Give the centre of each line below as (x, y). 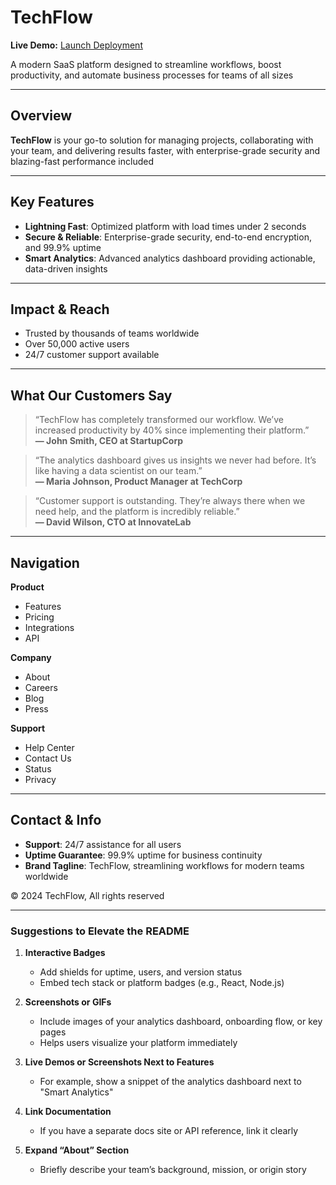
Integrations (49, 627)
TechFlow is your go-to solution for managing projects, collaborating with (162, 140)
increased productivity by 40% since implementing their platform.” (172, 430)
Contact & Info (56, 820)
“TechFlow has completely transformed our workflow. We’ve (159, 420)
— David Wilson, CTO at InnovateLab (113, 522)
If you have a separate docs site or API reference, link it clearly (169, 1131)
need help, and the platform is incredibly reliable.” (137, 512)
